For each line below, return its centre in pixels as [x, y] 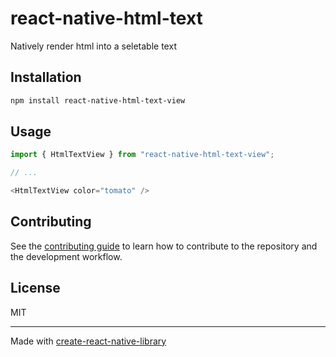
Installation [46, 77]
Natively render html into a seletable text [93, 46]
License [35, 288]
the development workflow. [66, 256]
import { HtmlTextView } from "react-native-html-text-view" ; [142, 155]
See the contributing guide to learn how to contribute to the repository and [164, 246]
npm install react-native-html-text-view [98, 100]
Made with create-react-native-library [88, 341]
